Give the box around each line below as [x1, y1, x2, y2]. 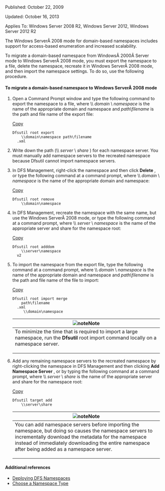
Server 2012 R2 [5, 28, 36, 34]
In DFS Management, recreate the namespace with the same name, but [12, 210, 157, 216]
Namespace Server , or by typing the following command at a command [12, 368, 160, 375]
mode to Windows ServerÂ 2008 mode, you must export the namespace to [5, 58, 157, 63]
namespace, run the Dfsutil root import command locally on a [14, 334, 157, 341]
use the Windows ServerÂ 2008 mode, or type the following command [12, 215, 155, 221]
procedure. [5, 74, 28, 79]
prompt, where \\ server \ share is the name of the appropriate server [12, 374, 152, 380]
